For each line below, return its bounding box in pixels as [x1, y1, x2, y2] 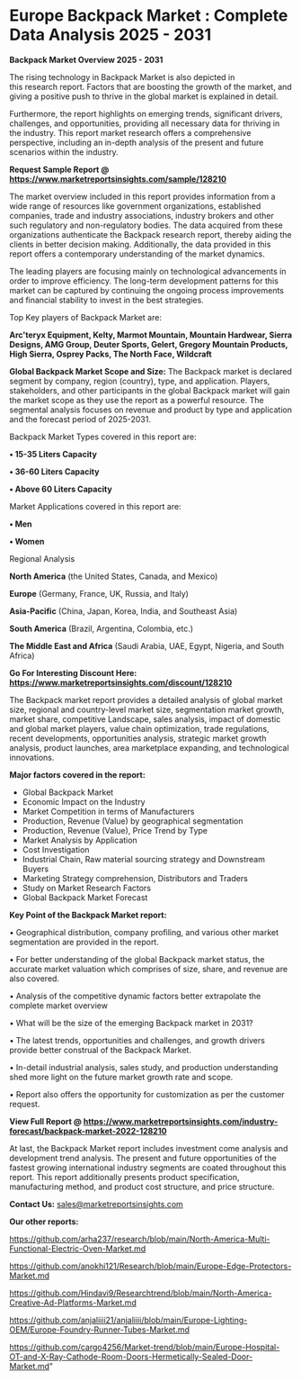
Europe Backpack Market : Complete [9, 5, 288, 26]
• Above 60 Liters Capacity [9, 483, 112, 494]
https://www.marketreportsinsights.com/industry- [83, 1115, 279, 1126]
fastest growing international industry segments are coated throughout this [9, 1162, 288, 1173]
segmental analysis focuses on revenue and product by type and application [9, 404, 292, 415]
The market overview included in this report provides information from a [9, 191, 276, 202]
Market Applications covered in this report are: [9, 501, 181, 511]
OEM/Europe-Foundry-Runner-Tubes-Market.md [9, 1324, 190, 1335]
